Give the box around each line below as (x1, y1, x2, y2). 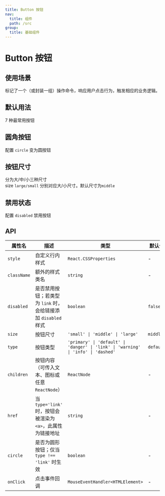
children (7, 372, 28, 378)
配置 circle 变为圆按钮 (5, 147, 51, 153)
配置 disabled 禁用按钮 (5, 212, 52, 218)
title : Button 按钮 (5, 7, 44, 12)
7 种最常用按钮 (5, 117, 35, 123)
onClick (7, 479, 26, 485)
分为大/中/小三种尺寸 (5, 177, 48, 183)
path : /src (9, 21, 32, 26)
